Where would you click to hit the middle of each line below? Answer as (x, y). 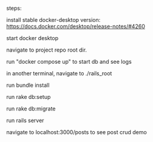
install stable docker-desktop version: (53, 20)
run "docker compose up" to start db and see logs (69, 62)
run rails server (25, 120)
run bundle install (28, 85)
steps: (14, 8)
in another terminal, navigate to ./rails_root (59, 73)
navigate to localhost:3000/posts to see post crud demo (76, 132)
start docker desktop (32, 38)
